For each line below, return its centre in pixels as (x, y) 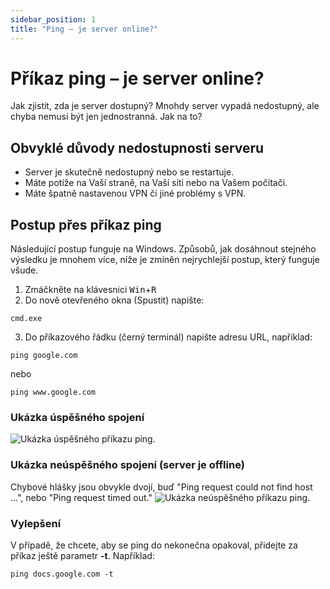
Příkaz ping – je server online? (137, 78)
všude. (24, 270)
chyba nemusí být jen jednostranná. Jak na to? (106, 117)
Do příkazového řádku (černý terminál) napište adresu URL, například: (168, 337)
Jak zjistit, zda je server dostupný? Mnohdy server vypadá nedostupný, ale (165, 106)
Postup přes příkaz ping (86, 224)
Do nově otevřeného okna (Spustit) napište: (114, 300)
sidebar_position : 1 (53, 19)
